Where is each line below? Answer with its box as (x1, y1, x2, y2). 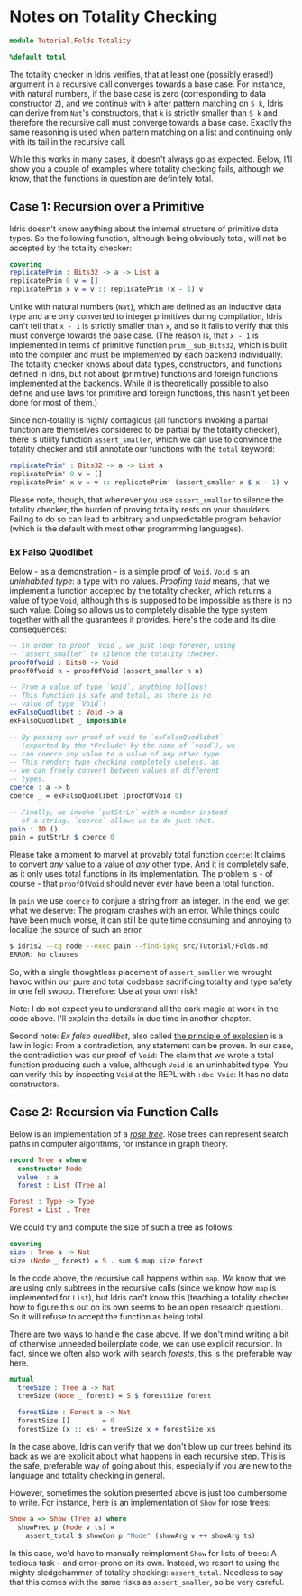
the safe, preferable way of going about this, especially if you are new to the (9, 1460, 293, 1470)
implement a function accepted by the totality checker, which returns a (9, 585, 272, 596)
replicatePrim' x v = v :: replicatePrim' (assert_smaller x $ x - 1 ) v (9, 477, 288, 487)
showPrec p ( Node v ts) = (17, 1523, 115, 1532)
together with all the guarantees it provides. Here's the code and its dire (9, 614, 277, 624)
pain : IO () (9, 824, 59, 833)
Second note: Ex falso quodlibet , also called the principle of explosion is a (9, 1030, 284, 1041)
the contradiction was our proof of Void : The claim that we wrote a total (9, 1050, 274, 1061)
